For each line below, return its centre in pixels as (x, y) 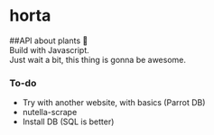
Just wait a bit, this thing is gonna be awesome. (98, 59)
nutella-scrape (50, 112)
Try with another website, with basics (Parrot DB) (114, 103)
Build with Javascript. (50, 49)
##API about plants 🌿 (49, 40)
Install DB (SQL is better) (68, 121)
